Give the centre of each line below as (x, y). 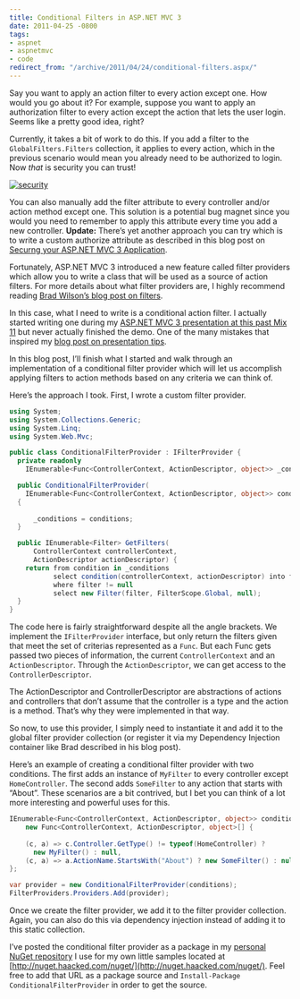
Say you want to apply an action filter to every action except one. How (138, 93)
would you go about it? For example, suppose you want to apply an (133, 102)
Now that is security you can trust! (73, 167)
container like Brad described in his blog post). (95, 747)
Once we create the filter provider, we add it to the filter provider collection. (148, 910)
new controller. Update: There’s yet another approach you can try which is (146, 230)
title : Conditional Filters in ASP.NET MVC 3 (95, 17)
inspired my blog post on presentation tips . (88, 341)
